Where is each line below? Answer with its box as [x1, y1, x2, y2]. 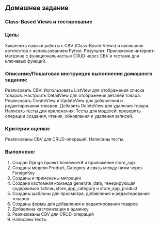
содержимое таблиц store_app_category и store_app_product [12, 185, 138, 191]
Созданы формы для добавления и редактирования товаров [12, 201, 138, 207]
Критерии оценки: [5, 125, 51, 132]
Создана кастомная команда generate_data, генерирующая [12, 180, 136, 186]
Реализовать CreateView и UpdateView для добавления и [5, 97, 123, 104]
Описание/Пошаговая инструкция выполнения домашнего [5, 70, 153, 77]
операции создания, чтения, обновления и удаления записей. [5, 113, 133, 119]
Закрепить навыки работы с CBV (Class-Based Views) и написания [5, 42, 144, 48]
